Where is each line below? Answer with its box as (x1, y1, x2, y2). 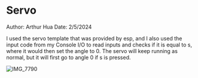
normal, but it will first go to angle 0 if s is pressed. (6, 54, 131, 61)
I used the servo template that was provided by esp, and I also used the (6, 35, 182, 42)
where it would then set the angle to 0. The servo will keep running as (6, 47, 178, 54)
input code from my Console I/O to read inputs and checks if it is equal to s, (6, 41, 193, 48)
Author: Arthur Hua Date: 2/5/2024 (6, 23, 92, 30)
